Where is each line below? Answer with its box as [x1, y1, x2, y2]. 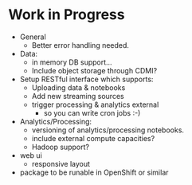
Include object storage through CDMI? [31, 65, 158, 75]
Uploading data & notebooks [31, 82, 126, 92]
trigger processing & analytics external [31, 100, 159, 109]
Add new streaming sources [31, 91, 125, 100]
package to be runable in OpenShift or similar [19, 167, 169, 177]
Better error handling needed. [31, 40, 130, 49]
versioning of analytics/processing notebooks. [31, 125, 185, 135]
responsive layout [31, 159, 90, 168]
